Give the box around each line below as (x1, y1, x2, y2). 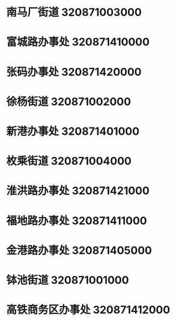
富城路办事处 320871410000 (6, 35, 150, 49)
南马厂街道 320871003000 (6, 5, 142, 19)
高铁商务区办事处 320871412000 (6, 303, 171, 317)
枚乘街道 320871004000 (6, 154, 132, 168)
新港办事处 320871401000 (6, 124, 140, 138)
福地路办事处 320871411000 (6, 214, 147, 227)
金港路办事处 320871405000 (6, 243, 152, 257)
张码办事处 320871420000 (6, 65, 142, 79)
